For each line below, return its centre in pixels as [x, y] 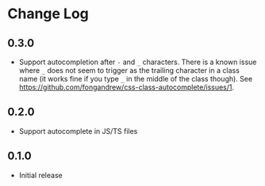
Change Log [48, 14]
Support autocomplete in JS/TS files [78, 131]
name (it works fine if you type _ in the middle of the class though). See [136, 79]
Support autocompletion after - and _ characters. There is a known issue [138, 62]
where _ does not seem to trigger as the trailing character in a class [129, 70]
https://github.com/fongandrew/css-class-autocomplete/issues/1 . [127, 87]
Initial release [40, 175]
